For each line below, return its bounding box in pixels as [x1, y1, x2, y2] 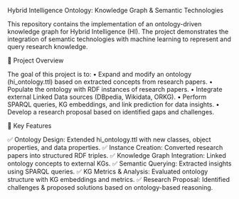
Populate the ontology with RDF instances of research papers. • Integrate [7, 85, 223, 93]
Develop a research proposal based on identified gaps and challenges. [7, 108, 215, 116]
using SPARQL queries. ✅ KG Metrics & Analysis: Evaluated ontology [7, 167, 208, 176]
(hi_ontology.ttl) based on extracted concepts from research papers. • [7, 77, 213, 86]
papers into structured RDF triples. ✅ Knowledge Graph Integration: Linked [7, 151, 226, 159]
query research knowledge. [7, 43, 88, 50]
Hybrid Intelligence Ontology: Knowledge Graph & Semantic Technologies [7, 6, 224, 14]
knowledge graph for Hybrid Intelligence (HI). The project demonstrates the [7, 28, 229, 36]
